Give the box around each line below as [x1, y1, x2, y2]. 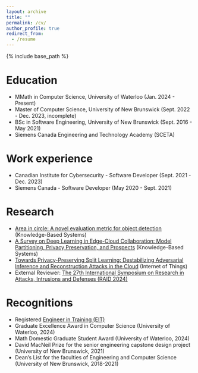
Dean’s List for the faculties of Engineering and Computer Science [14, 353, 177, 361]
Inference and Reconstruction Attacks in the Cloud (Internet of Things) [14, 262, 188, 269]
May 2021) [14, 124, 41, 131]
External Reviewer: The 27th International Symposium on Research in [14, 269, 184, 276]
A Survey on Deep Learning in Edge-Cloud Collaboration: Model [14, 237, 172, 245]
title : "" [6, 14, 31, 20]
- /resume [11, 36, 36, 42]
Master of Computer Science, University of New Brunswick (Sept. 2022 [14, 105, 190, 113]
